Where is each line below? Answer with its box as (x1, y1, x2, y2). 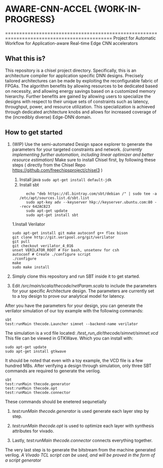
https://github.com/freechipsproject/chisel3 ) (12, 167, 103, 173)
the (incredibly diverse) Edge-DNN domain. (5, 114, 92, 120)
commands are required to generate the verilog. (5, 367, 101, 374)
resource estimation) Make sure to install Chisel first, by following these (12, 157, 156, 163)
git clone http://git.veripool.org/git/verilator (12, 235, 115, 240)
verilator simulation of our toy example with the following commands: (5, 307, 144, 313)
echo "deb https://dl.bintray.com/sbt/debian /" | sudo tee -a (26, 191, 157, 196)
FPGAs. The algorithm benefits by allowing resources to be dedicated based (5, 83, 158, 89)
